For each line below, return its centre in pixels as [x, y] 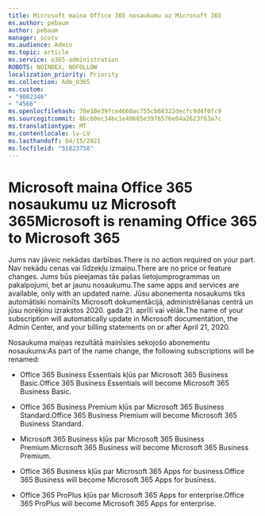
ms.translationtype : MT [48, 126]
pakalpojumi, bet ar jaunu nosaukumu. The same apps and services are [124, 285]
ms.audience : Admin [40, 45]
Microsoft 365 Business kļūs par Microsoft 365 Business [112, 439]
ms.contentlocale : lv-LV [49, 133]
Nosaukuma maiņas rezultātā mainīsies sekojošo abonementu [109, 342]
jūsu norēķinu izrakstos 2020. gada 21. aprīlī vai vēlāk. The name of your [126, 311]
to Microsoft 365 [64, 238]
